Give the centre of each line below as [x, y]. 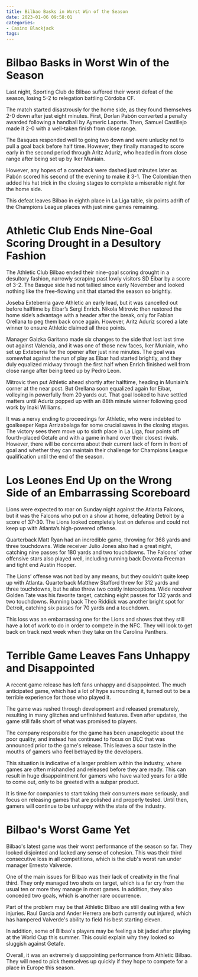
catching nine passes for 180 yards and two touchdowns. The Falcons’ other [99, 552]
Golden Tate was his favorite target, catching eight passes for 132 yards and [99, 595]
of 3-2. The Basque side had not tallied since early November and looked [95, 285]
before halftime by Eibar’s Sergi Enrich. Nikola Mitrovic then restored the [94, 309]
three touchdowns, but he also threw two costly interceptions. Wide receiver [99, 589]
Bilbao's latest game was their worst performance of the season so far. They [99, 846]
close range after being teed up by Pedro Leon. [64, 371]
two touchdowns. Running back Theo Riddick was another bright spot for [95, 601]
